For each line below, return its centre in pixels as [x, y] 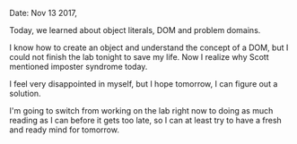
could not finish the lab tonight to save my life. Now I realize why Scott [139, 57]
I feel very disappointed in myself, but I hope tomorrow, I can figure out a [144, 84]
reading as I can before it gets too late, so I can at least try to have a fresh [146, 120]
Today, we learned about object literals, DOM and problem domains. [135, 30]
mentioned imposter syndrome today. [79, 67]
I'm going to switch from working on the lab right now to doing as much [141, 110]
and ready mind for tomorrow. [64, 130]
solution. [26, 93]
